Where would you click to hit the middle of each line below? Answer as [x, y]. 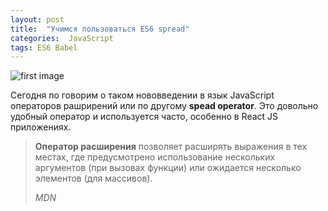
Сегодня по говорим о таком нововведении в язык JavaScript [142, 95]
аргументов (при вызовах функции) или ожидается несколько [168, 168]
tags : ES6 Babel [44, 47]
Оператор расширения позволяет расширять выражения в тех [171, 147]
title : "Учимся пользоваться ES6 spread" [100, 29]
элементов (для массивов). [93, 178]
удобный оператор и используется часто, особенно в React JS [144, 117]
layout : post [37, 19]
